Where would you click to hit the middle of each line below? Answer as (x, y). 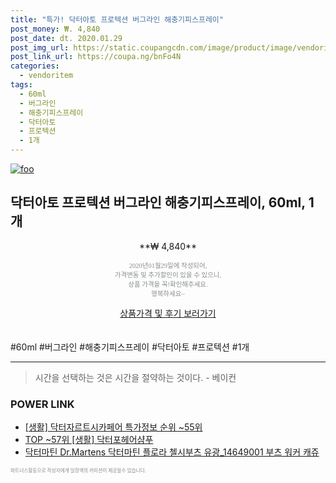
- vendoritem (46, 76)
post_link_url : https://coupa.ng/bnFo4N (96, 57)
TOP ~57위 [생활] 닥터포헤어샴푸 (89, 440)
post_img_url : (40, 47)
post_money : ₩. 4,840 (55, 29)
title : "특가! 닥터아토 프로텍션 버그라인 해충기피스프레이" (117, 19)
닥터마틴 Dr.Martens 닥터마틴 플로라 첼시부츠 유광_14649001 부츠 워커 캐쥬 (172, 452)
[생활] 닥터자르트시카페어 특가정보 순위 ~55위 (113, 427)
